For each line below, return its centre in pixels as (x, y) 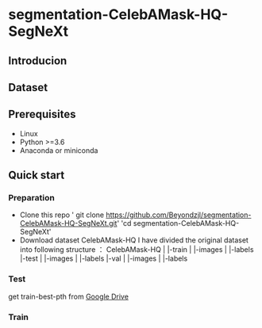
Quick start (37, 175)
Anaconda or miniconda (59, 150)
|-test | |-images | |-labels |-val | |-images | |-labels (104, 258)
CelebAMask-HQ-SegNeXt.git (68, 223)
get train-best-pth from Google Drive (69, 296)
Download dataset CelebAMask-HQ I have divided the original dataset (134, 240)
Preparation (32, 198)
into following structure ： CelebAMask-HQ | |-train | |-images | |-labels (137, 250)
